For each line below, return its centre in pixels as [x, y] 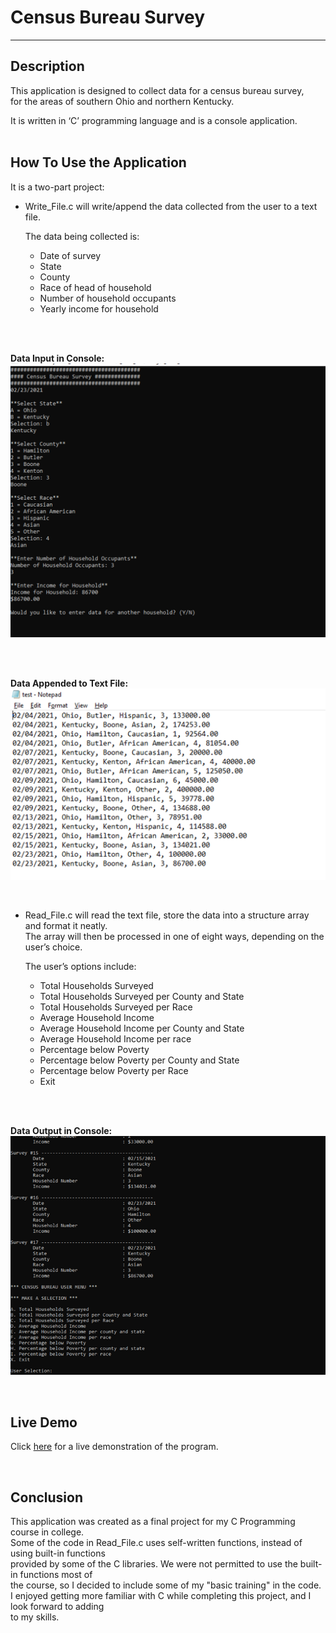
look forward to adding [57, 1606]
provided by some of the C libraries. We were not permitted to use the [154, 1563]
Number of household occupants [108, 298]
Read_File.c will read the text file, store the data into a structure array [167, 915]
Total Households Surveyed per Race [116, 1007]
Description [47, 66]
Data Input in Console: [57, 358]
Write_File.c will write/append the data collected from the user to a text [171, 206]
